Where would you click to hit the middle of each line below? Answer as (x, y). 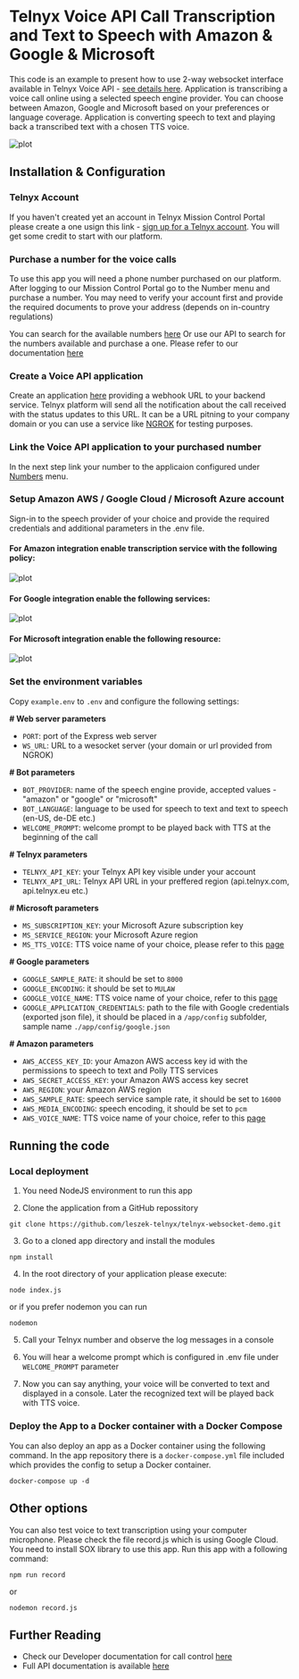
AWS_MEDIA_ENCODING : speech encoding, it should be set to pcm (134, 1108)
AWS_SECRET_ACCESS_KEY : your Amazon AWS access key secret (135, 1079)
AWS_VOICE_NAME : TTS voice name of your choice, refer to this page (144, 1118)
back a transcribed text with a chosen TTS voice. (100, 126)
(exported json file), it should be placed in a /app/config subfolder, (145, 1017)
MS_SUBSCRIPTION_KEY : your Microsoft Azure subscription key (133, 925)
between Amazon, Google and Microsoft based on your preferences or (139, 107)
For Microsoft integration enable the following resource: (115, 638)
